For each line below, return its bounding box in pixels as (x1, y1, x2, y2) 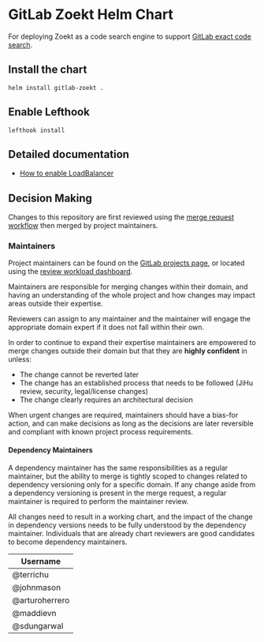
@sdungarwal (12, 620, 64, 631)
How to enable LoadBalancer (19, 168, 114, 178)
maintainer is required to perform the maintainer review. (8, 496, 189, 506)
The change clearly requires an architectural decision (19, 395, 193, 404)
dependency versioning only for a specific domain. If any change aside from (8, 479, 256, 489)
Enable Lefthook (8, 105, 91, 119)
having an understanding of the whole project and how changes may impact (8, 291, 256, 300)
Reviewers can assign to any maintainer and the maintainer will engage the (8, 314, 251, 324)
